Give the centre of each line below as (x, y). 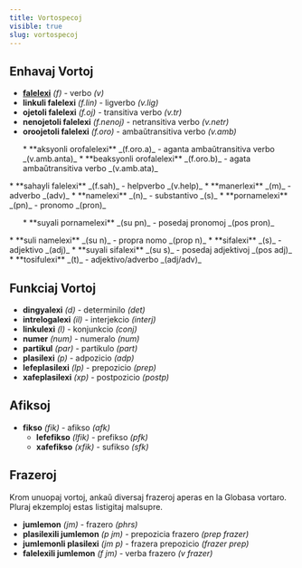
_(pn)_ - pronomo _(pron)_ (58, 206)
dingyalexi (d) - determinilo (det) (84, 310)
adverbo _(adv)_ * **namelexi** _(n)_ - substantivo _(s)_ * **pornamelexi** (149, 196)
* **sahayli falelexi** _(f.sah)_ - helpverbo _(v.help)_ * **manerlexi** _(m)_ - (151, 186)
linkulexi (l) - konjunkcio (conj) (80, 329)
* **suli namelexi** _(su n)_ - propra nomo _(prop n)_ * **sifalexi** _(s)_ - (146, 240)
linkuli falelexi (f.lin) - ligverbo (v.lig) (90, 103)
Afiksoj (30, 405)
